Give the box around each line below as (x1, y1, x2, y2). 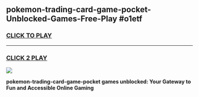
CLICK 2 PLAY (6, 53, 47, 62)
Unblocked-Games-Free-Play (6, 14, 117, 24)
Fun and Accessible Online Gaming (6, 84, 94, 91)
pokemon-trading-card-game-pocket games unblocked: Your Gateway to (6, 78, 191, 85)
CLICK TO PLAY (6, 32, 52, 40)
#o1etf (118, 14, 143, 24)
